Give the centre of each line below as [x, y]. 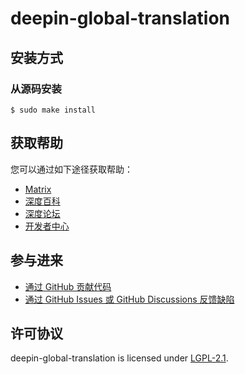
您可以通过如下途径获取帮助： [71, 169]
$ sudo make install [53, 110]
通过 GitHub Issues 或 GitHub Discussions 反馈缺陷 [129, 299]
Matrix [38, 189]
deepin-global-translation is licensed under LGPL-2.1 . [119, 358]
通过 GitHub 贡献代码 [68, 286]
